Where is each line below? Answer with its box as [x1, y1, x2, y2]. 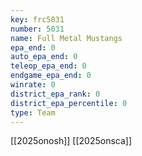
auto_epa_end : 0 [10, 52, 78, 62]
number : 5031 [10, 24, 65, 34]
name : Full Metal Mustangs [10, 33, 123, 43]
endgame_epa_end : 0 [10, 71, 92, 81]
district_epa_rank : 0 [10, 89, 101, 99]
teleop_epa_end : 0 [10, 61, 87, 71]
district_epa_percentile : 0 [10, 98, 128, 108]
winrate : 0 [10, 80, 56, 90]
